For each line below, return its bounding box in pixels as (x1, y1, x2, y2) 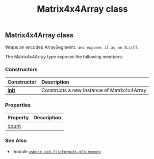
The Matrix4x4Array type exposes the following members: (5, 53, 124, 59)
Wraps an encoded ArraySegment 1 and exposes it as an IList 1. (5, 44, 138, 50)
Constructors (5, 66, 38, 73)
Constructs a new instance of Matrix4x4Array (41, 87, 147, 94)
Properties (5, 102, 31, 108)
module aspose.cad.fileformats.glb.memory (12, 148, 102, 154)
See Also (5, 137, 27, 144)
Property (7, 114, 29, 121)
